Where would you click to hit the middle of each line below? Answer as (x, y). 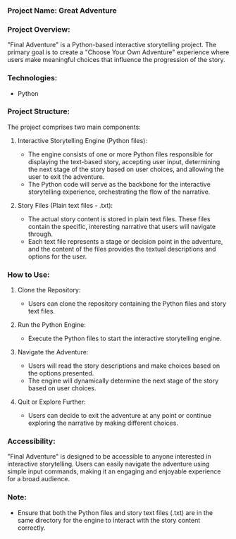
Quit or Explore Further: (51, 402)
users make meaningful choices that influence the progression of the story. (116, 60)
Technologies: (32, 78)
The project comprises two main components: (74, 127)
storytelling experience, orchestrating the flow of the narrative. (119, 192)
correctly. (31, 528)
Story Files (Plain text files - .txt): (65, 205)
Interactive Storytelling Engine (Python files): (82, 140)
